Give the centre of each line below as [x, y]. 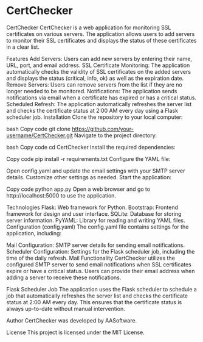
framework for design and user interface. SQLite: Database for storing [94, 213]
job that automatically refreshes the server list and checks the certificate [97, 296]
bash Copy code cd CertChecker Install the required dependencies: [91, 147]
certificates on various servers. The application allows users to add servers [101, 34]
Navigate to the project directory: [115, 135]
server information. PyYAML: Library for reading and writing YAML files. [96, 220]
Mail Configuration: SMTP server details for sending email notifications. [96, 245]
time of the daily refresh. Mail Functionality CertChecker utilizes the [91, 258]
